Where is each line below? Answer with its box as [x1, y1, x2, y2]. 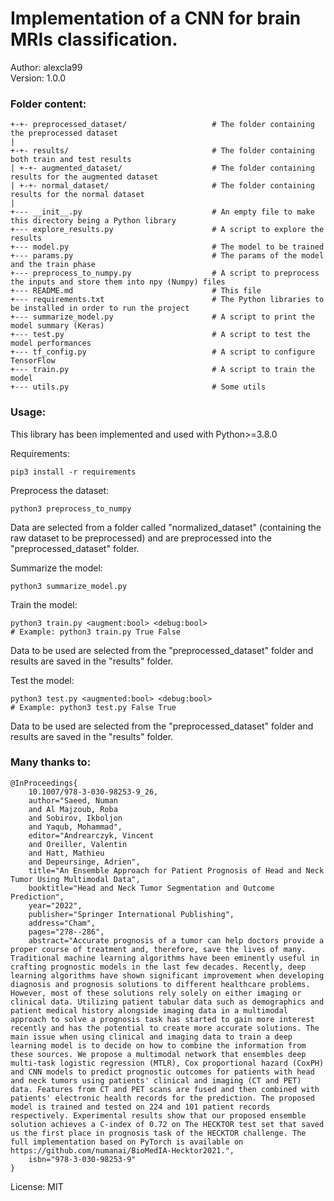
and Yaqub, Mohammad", [28, 822, 123, 832]
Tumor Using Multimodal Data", [10, 874, 141, 884]
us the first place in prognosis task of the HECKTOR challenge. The [10, 1128, 307, 1138]
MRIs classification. [10, 28, 178, 51]
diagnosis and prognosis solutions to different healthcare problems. [10, 979, 311, 989]
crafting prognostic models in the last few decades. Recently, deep [10, 962, 307, 972]
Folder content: [10, 97, 87, 111]
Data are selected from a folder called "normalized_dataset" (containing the [10, 521, 322, 533]
